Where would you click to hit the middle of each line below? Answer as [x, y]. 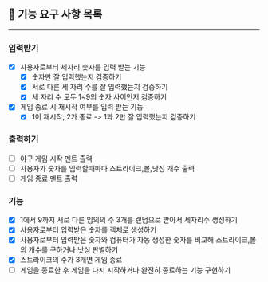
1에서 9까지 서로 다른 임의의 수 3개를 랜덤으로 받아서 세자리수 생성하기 [128, 220]
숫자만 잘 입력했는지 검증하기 [77, 77]
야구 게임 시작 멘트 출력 [56, 159]
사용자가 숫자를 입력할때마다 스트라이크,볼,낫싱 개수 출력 [107, 168]
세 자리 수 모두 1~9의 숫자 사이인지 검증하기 [99, 97]
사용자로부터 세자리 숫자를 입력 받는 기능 [83, 67]
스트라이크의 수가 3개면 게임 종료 [71, 260]
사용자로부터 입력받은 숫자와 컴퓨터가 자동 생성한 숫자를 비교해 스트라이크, [135, 240]
